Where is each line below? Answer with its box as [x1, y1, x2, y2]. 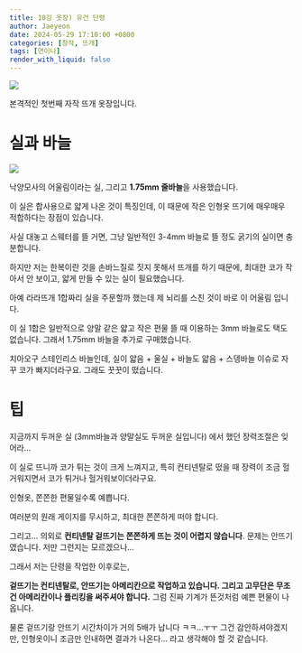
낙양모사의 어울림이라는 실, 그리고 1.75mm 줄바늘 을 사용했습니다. [9, 182, 239, 192]
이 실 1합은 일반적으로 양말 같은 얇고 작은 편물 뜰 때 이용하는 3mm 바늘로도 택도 [9, 322, 288, 333]
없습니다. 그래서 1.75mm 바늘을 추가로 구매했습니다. [9, 333, 192, 344]
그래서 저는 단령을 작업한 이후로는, [9, 561, 130, 572]
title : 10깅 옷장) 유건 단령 [9, 13, 105, 23]
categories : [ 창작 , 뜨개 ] [9, 38, 99, 48]
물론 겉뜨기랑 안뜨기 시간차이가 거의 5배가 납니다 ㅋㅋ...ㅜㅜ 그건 [9, 621, 235, 632]
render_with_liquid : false [9, 55, 111, 64]
